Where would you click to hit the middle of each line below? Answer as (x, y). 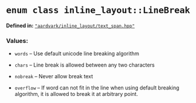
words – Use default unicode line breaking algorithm (77, 54)
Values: (17, 41)
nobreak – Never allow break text (54, 77)
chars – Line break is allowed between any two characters (85, 65)
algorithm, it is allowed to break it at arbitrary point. (76, 94)
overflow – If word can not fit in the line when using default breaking (97, 88)
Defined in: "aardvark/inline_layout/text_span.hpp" (70, 25)
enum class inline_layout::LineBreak (98, 10)
